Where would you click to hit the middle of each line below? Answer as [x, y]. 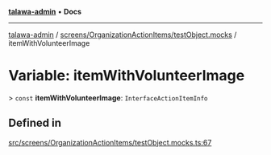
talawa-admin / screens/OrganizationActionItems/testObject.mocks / [123, 35]
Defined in [35, 123]
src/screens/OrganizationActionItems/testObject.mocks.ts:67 [110, 142]
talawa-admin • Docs [45, 12]
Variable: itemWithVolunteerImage [127, 76]
